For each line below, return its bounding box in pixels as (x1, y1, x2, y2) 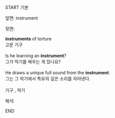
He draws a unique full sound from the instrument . (5, 70, 110, 75)
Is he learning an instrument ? (5, 53, 66, 59)
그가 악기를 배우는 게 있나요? (5, 59, 61, 64)
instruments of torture (5, 36, 51, 42)
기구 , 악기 (5, 87, 25, 93)
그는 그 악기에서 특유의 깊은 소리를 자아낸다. (5, 76, 91, 81)
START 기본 (5, 5, 29, 10)
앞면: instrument (5, 15, 38, 21)
